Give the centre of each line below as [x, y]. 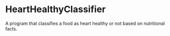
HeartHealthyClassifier [56, 9]
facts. [11, 28]
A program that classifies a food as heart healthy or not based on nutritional [85, 23]
